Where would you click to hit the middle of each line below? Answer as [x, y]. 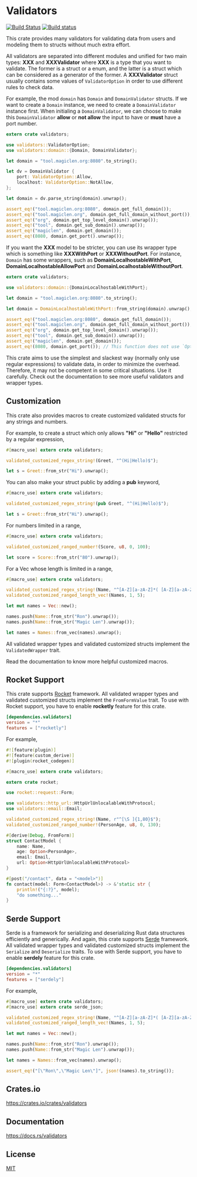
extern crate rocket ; [33, 782]
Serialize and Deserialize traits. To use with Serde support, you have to [94, 952]
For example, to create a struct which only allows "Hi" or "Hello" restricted [97, 433]
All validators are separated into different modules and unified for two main [96, 56]
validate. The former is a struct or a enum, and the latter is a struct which [94, 68]
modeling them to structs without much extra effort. [68, 45]
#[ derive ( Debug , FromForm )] [40, 835]
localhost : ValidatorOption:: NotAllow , [65, 182]
